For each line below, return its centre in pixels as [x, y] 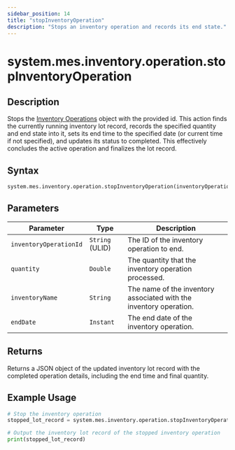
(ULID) [100, 248]
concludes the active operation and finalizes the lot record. [92, 148]
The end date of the [160, 318]
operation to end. [156, 248]
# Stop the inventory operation [54, 414]
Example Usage [42, 398]
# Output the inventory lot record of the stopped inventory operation [114, 433]
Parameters [33, 208]
